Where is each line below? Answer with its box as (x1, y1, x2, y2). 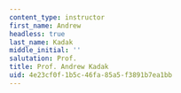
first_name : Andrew (9, 21, 82, 30)
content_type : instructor (9, 12, 105, 22)
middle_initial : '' (9, 46, 82, 55)
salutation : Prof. (9, 54, 77, 63)
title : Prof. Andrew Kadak (9, 63, 109, 72)
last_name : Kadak (9, 37, 74, 47)
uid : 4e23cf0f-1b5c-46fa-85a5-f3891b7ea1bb (9, 71, 173, 80)
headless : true (9, 29, 66, 38)
